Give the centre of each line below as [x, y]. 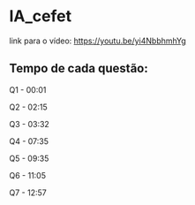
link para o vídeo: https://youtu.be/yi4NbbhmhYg [98, 41]
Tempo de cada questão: [79, 68]
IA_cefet [41, 16]
